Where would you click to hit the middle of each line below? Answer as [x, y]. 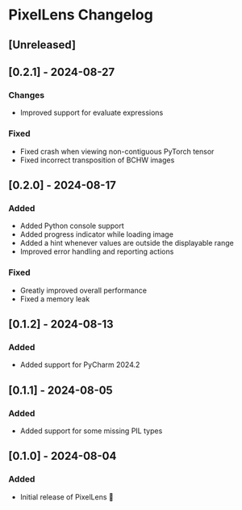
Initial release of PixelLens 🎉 [67, 497]
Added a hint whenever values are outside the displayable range [127, 243]
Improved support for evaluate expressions [92, 113]
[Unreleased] [42, 45]
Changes [27, 95]
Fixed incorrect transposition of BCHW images [97, 160]
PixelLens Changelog [81, 15]
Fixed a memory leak [55, 299]
